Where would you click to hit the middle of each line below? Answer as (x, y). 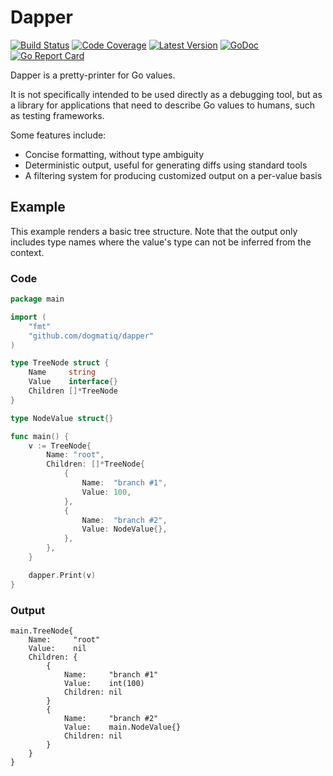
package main (37, 299)
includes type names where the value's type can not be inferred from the (161, 242)
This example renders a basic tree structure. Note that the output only (154, 231)
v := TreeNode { (60, 446)
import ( (28, 317)
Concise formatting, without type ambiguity (114, 154)
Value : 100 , (106, 492)
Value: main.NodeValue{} (122, 727)
